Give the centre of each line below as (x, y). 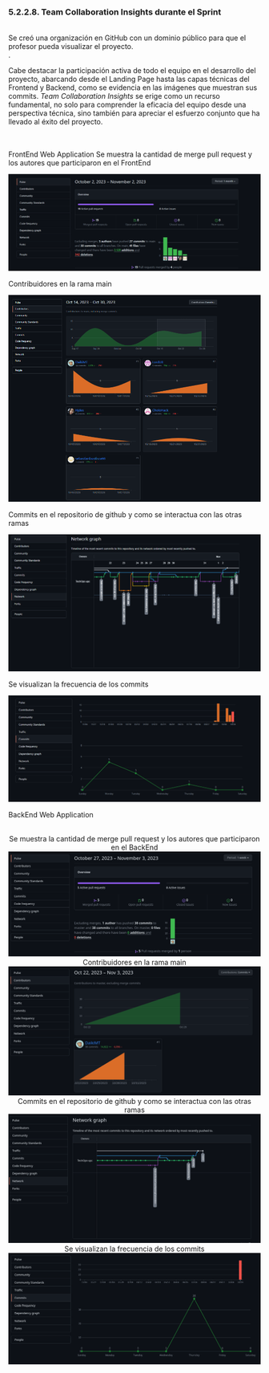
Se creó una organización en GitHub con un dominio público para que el (127, 38)
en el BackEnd (134, 847)
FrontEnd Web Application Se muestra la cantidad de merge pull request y (130, 154)
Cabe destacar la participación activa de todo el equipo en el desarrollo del (132, 71)
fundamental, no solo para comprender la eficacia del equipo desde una (127, 105)
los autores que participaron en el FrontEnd (80, 163)
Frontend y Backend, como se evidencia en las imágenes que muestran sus (133, 88)
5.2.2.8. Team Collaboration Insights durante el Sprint (115, 12)
